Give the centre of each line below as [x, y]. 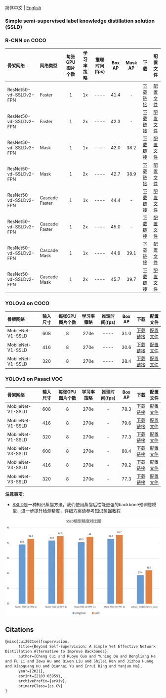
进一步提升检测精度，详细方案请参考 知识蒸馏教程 [71, 511]
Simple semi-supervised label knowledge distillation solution [80, 21]
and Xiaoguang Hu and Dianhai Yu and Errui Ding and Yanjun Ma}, [74, 666]
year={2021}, [32, 671]
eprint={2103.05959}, [41, 676]
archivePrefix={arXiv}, [43, 681]
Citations [20, 630]
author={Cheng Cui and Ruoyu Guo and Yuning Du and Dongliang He [87, 656]
